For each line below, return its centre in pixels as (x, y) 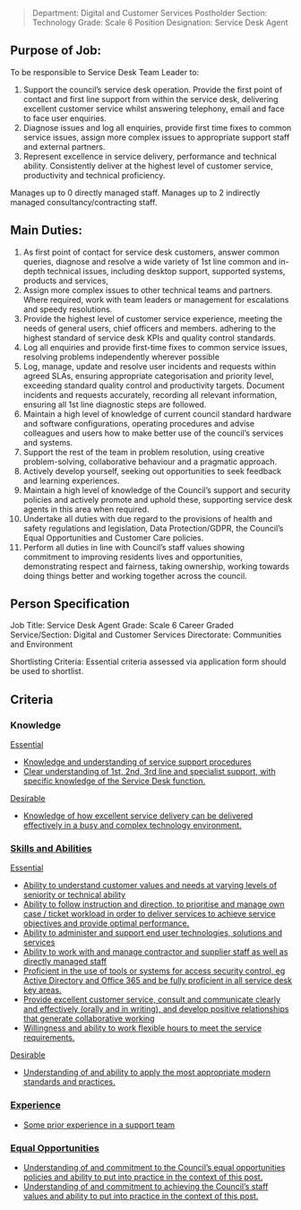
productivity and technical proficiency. (94, 175)
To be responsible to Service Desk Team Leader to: (105, 72)
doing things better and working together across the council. (135, 575)
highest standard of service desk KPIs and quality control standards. (150, 337)
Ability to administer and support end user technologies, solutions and (153, 933)
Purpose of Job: (56, 51)
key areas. (42, 990)
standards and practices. (69, 1082)
